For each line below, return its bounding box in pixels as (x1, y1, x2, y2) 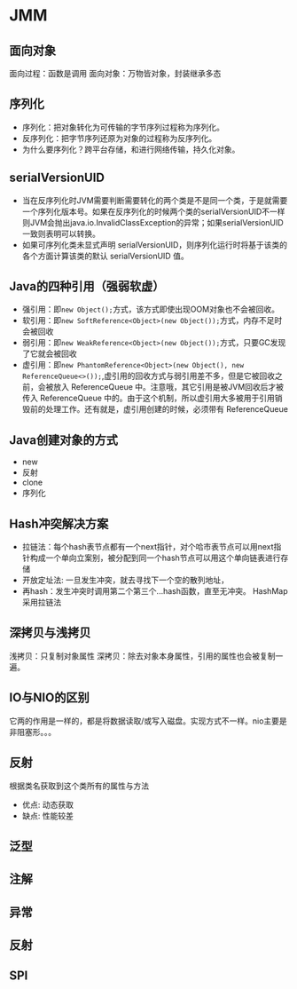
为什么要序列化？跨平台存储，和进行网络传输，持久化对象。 (21, 144, 240, 154)
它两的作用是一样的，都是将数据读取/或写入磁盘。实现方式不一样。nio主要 (9, 716, 280, 726)
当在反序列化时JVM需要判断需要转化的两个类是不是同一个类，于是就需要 (21, 194, 288, 205)
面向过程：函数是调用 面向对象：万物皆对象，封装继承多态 (9, 68, 222, 78)
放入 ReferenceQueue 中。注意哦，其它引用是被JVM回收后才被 (52, 382, 285, 392)
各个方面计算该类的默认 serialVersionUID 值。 (21, 250, 189, 261)
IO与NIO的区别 (9, 690, 90, 706)
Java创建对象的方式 (9, 432, 118, 447)
